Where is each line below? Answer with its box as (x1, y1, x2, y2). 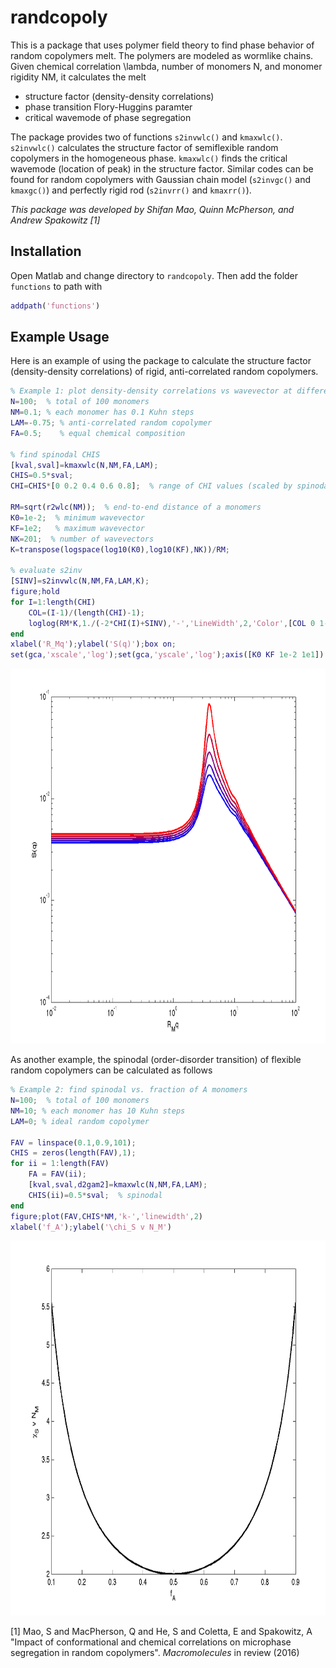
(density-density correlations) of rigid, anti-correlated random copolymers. (10, 366, 319, 378)
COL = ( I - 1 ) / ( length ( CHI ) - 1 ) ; (28, 607, 145, 618)
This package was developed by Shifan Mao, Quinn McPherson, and (10, 203, 295, 215)
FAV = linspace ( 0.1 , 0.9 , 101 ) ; (10, 1137, 137, 1148)
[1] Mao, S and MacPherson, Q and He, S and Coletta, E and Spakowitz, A (10, 1626, 313, 1638)
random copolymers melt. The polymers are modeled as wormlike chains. (10, 49, 314, 61)
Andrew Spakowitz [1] (10, 214, 101, 226)
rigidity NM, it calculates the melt (10, 71, 147, 83)
